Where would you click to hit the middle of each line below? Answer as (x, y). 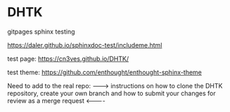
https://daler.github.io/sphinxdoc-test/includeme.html (85, 45)
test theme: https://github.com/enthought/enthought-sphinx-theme (105, 72)
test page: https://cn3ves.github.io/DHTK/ (68, 58)
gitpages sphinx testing (41, 31)
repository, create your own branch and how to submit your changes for (111, 93)
